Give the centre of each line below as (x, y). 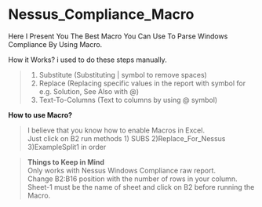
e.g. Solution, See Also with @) (89, 91)
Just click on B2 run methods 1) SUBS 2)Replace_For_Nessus (126, 138)
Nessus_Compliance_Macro (101, 15)
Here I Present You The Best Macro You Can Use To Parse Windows (118, 36)
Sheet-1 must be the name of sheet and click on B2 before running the (141, 187)
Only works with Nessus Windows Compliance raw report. (122, 170)
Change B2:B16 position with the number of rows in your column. (132, 179)
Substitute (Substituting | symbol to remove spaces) (123, 74)
